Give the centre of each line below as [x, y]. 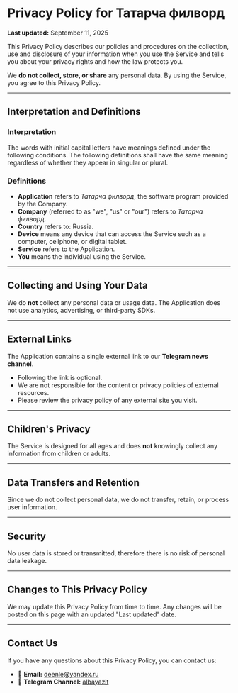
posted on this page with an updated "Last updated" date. [92, 614]
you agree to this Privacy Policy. [54, 82]
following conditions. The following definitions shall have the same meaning [118, 155]
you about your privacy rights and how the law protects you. [95, 61]
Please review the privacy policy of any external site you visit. [107, 400]
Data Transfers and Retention [74, 483]
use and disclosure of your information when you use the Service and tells [116, 54]
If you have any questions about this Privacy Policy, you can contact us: [112, 660]
